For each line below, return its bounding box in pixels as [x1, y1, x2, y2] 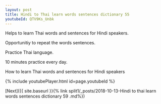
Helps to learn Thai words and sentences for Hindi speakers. [5, 30, 129, 36]
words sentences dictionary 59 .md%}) [5, 93, 85, 100]
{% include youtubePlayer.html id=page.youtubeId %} [5, 78, 115, 85]
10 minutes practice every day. [5, 59, 68, 65]
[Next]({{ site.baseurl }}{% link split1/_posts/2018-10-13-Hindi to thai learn [5, 88, 157, 94]
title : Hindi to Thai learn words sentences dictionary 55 [5, 12, 130, 17]
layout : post [5, 7, 32, 12]
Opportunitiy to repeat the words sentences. [5, 40, 96, 46]
